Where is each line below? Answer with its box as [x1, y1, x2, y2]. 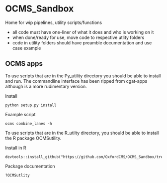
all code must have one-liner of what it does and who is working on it [12, 29, 154, 35]
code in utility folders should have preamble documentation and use [12, 39, 152, 45]
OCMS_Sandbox [5, 3, 74, 14]
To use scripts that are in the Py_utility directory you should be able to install [5, 73, 161, 79]
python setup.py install [5, 103, 57, 108]
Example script [5, 111, 36, 117]
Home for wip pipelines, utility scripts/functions [5, 19, 102, 25]
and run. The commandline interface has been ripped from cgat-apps [5, 78, 148, 84]
